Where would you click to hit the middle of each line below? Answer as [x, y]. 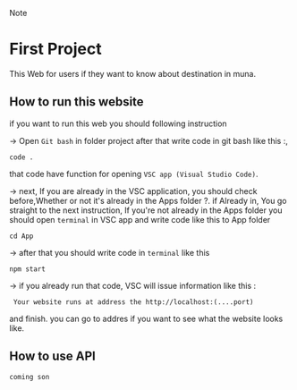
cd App [21, 236]
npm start [28, 269]
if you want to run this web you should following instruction [118, 123]
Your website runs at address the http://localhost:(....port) [133, 302]
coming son [30, 377]
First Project [56, 49]
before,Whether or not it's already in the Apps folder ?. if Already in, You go [148, 200]
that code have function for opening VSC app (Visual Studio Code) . [134, 174]
